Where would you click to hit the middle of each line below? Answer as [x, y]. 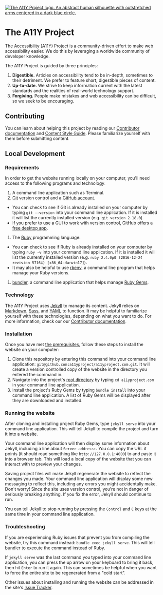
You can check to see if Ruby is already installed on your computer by [82, 247]
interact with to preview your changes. [44, 464]
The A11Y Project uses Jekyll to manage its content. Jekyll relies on [72, 306]
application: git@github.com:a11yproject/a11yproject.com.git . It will [81, 364]
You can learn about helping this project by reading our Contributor [72, 128]
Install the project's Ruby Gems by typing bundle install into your [79, 390]
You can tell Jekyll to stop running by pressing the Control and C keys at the [81, 509]
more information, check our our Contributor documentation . [66, 321]
